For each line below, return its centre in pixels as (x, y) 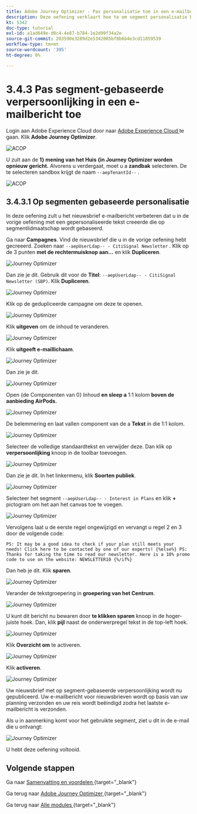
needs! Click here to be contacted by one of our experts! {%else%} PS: (97, 549)
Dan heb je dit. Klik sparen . (39, 570)
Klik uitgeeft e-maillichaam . (40, 349)
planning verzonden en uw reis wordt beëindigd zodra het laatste (85, 703)
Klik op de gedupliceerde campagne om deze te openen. (75, 304)
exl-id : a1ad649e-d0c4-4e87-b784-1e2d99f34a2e (64, 33)
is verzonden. (51, 709)
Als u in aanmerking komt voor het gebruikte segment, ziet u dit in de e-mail (98, 721)
